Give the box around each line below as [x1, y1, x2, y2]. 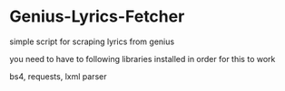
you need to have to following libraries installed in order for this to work [9, 53, 276, 64]
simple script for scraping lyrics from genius [9, 36, 175, 47]
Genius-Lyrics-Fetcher [9, 6, 185, 27]
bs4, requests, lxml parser [9, 70, 107, 82]
